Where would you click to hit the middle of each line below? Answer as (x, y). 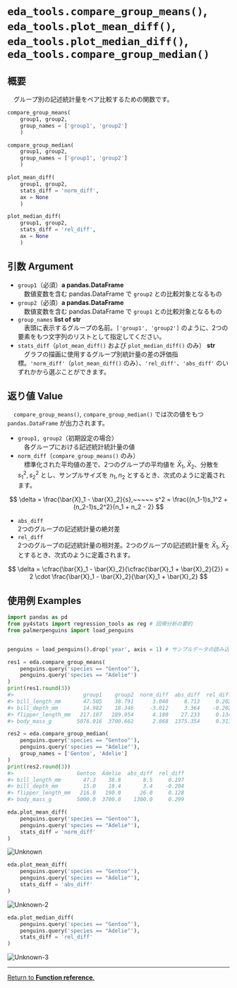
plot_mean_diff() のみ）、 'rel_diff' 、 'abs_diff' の (147, 363)
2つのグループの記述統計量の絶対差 (69, 529)
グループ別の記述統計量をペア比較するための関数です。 (93, 99)
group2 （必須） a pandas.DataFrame (71, 302)
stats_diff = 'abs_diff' (56, 885)
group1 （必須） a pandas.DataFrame (71, 284)
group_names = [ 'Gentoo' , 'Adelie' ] (74, 754)
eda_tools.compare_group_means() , (107, 11)
